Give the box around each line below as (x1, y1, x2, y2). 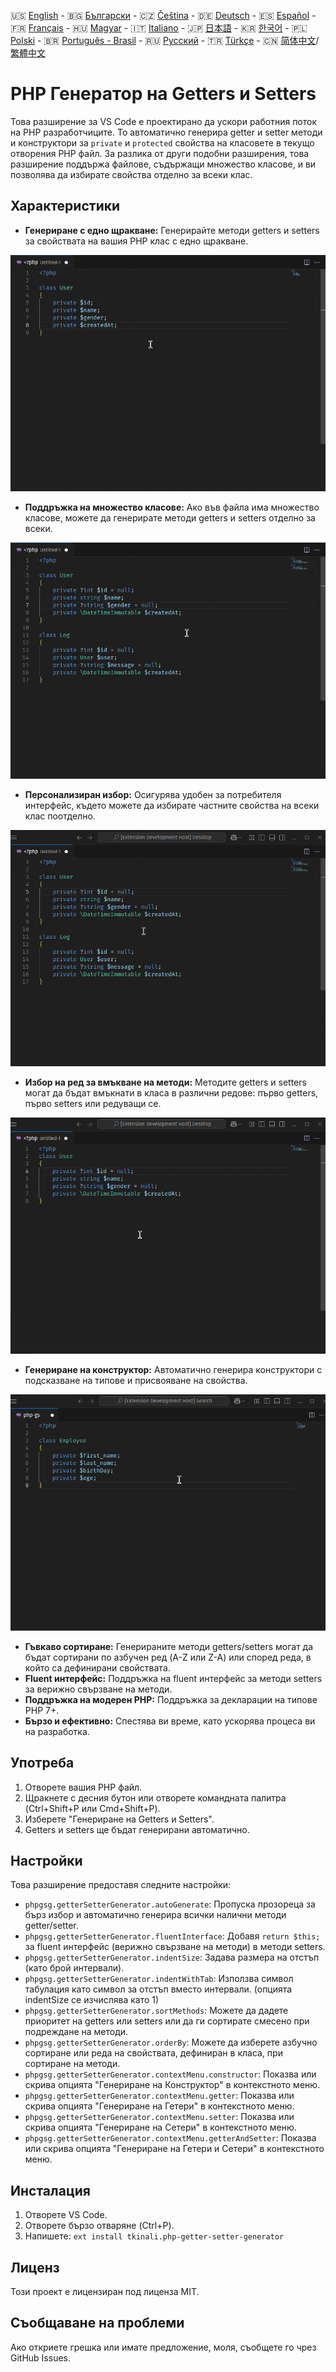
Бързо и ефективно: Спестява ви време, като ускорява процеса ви (24, 1715, 316, 1727)
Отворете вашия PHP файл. (24, 1781, 143, 1793)
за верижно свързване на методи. (24, 1683, 173, 1695)
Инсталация (10, 2182, 91, 2199)
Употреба (10, 1755, 75, 1772)
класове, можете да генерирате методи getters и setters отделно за (24, 511, 316, 524)
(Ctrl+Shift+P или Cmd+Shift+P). (24, 1802, 161, 1814)
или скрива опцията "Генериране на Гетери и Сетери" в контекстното (24, 2143, 325, 2155)
